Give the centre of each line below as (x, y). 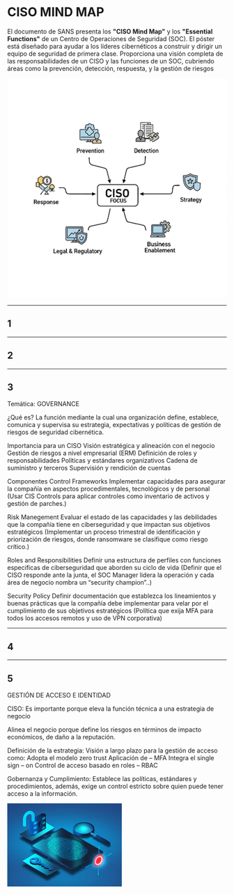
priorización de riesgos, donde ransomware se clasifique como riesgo (108, 539)
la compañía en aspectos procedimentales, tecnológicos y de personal (109, 489)
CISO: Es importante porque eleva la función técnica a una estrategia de (111, 709)
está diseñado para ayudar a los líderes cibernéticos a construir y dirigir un (115, 46)
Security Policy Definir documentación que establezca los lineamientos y (112, 596)
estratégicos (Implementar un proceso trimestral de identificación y (104, 532)
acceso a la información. (42, 794)
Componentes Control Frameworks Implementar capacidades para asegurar (117, 481)
